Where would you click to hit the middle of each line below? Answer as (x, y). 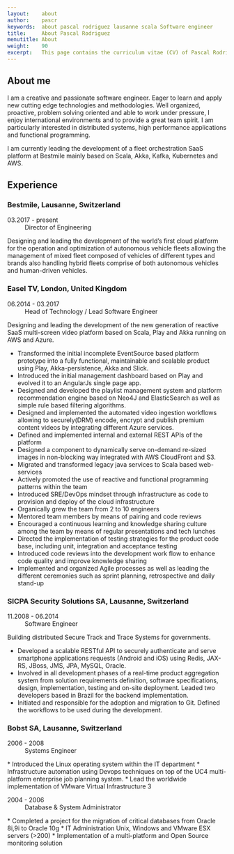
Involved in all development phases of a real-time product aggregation (118, 673)
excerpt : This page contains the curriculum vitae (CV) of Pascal (109, 53)
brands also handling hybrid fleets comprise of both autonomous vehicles (113, 263)
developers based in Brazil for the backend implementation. (103, 695)
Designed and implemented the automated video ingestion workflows (117, 412)
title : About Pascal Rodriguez (59, 33)
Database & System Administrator (73, 807)
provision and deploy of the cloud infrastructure (86, 501)
